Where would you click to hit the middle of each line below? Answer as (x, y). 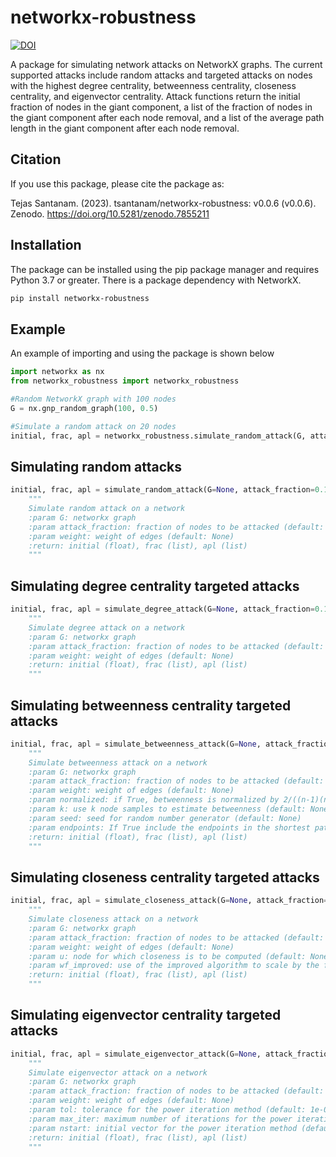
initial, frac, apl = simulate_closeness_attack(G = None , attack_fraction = (169, 901)
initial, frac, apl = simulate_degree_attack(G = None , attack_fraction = (162, 609)
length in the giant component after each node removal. (125, 128)
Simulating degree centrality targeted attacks (155, 586)
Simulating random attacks (96, 466)
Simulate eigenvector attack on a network (118, 1072)
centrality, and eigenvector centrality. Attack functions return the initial (155, 96)
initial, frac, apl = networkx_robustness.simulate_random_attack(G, (158, 436)
